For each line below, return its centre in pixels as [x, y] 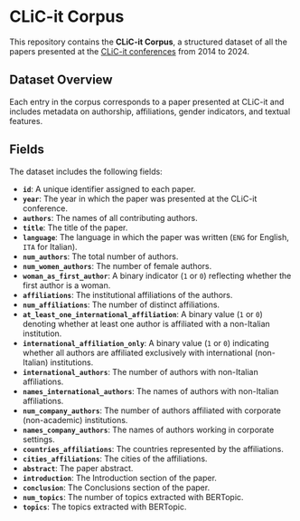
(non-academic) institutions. [75, 420]
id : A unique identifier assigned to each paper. [109, 188]
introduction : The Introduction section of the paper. [119, 478]
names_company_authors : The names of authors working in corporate [148, 429]
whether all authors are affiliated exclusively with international [137, 352]
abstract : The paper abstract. [78, 468]
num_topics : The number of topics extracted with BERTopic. [133, 497]
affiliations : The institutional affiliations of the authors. [127, 294]
